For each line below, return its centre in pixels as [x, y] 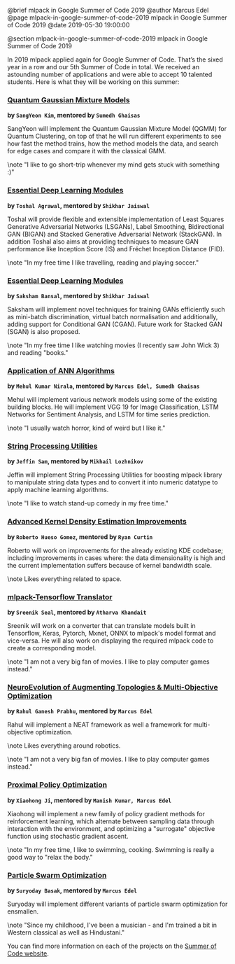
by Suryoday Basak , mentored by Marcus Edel [72, 890]
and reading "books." [38, 352]
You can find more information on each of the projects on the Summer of [112, 946]
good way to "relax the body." [50, 857]
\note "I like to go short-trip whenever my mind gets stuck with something [114, 165]
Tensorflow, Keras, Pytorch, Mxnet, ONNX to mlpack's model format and [112, 634]
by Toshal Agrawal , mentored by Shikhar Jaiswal [79, 205]
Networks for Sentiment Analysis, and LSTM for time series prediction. [109, 414]
